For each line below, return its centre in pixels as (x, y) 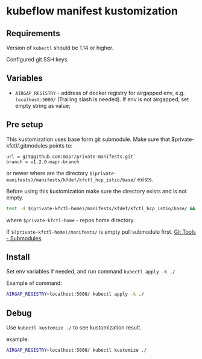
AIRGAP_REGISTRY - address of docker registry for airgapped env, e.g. (100, 93)
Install (18, 257)
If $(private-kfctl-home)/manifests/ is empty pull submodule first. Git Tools (101, 232)
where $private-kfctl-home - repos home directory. (71, 220)
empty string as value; (43, 105)
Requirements (33, 33)
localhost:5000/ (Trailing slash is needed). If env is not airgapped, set (102, 99)
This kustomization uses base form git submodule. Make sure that (88, 139)
